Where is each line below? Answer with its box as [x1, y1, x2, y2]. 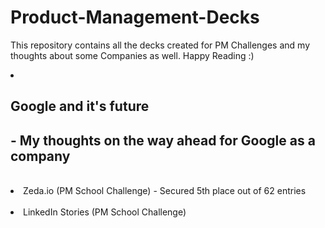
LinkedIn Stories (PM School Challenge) [23, 206, 187, 218]
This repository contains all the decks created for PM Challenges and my [10, 39, 310, 51]
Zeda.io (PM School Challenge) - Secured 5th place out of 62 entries [23, 185, 307, 197]
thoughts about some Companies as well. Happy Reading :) [10, 49, 255, 61]
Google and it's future [10, 98, 150, 115]
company [10, 147, 71, 165]
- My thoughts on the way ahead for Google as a [10, 132, 316, 149]
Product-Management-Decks [10, 6, 260, 29]
